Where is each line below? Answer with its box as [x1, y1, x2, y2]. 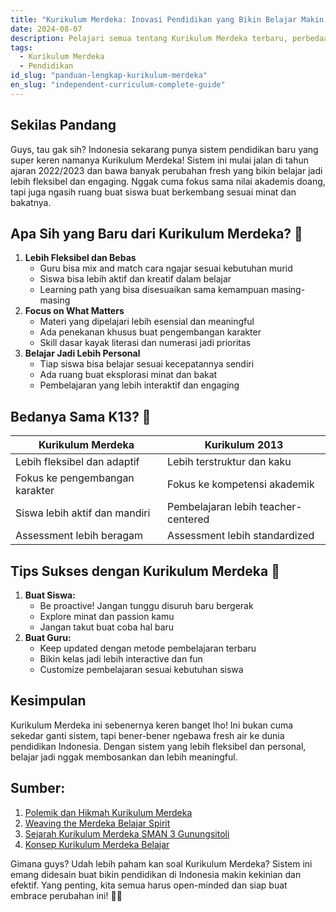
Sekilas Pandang [10, 117, 117, 134]
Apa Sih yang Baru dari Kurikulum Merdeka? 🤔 [10, 225, 303, 242]
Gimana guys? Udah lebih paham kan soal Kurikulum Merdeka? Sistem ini [10, 857, 313, 870]
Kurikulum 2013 [204, 438, 284, 452]
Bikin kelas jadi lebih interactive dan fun [39, 653, 203, 665]
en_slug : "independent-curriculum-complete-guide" [10, 80, 226, 90]
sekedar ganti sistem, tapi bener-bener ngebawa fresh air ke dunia [10, 729, 285, 741]
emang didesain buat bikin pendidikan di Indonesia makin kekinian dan [10, 868, 302, 880]
